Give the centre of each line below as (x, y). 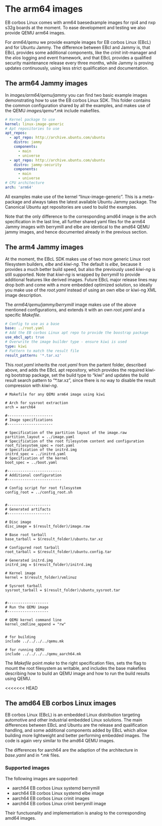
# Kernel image (20, 573)
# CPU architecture (25, 183)
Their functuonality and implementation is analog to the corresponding (76, 813)
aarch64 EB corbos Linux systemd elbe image (58, 793)
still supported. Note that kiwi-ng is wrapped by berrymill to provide (73, 274)
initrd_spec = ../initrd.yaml (36, 454)
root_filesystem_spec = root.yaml (40, 445)
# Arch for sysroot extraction (37, 403)
